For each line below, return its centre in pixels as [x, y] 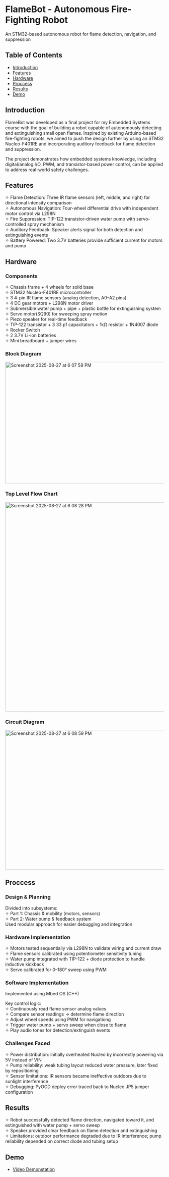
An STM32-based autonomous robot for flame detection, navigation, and [81, 34]
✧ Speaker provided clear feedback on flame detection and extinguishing [81, 1131]
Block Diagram [23, 353]
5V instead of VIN [23, 1060]
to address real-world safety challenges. [47, 170]
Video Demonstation [34, 1169]
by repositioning [22, 1071]
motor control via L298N [31, 213]
